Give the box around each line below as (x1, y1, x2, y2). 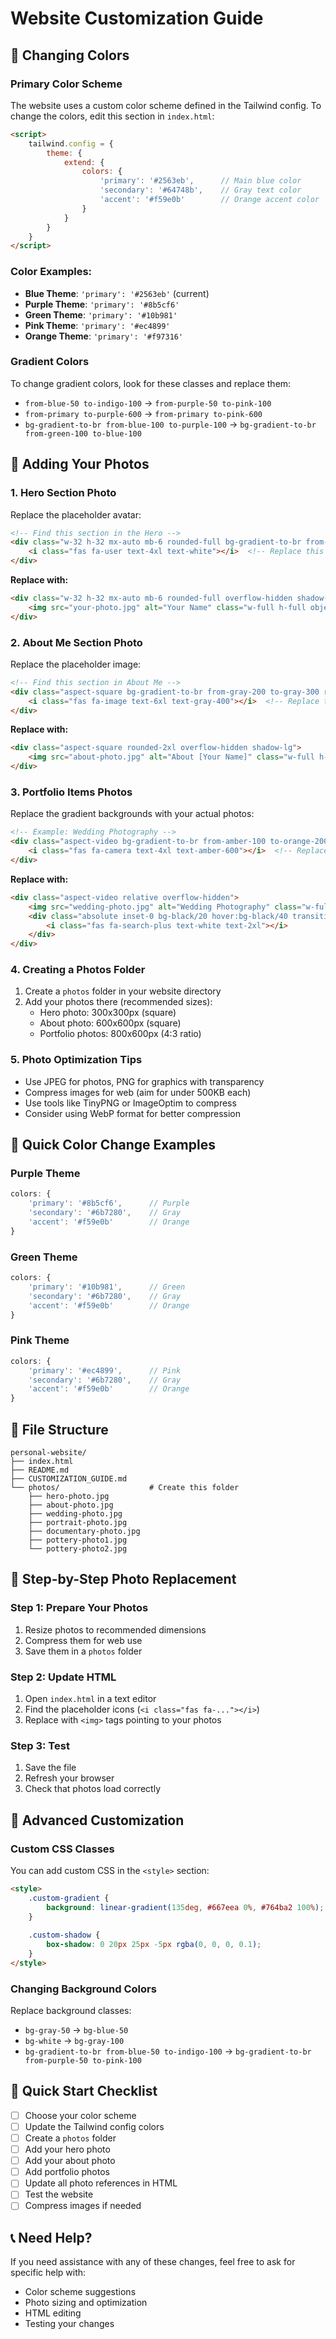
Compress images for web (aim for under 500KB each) (24, 1086, 252, 1098)
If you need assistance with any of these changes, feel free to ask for (10, 2256, 296, 2268)
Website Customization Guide (10, 7, 264, 30)
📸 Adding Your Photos (10, 456, 150, 473)
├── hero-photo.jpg (28, 1491, 110, 1501)
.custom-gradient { (28, 1893, 110, 1903)
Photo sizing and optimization (24, 2297, 148, 2309)
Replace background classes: (10, 2005, 132, 2017)
